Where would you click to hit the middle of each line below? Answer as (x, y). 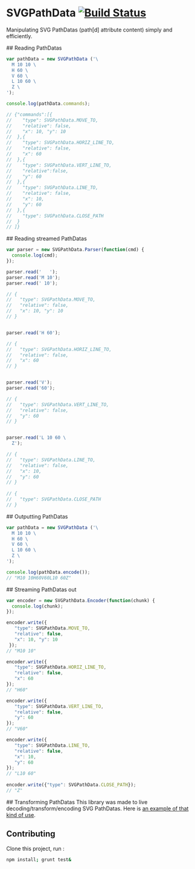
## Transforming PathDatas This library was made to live (77, 802)
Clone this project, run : (35, 848)
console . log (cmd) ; (35, 255)
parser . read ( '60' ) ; (31, 388)
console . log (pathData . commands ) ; (48, 104)
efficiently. (19, 36)
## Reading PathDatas (34, 48)
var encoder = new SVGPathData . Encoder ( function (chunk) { (81, 600)
